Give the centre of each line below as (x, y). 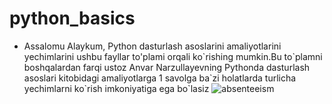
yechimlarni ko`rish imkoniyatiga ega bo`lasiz (116, 88)
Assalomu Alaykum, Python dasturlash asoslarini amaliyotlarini (152, 46)
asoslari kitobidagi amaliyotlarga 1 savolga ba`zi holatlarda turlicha (160, 78)
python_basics (72, 18)
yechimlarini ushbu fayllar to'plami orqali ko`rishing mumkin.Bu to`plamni (173, 56)
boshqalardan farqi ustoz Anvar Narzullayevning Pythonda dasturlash (167, 67)
